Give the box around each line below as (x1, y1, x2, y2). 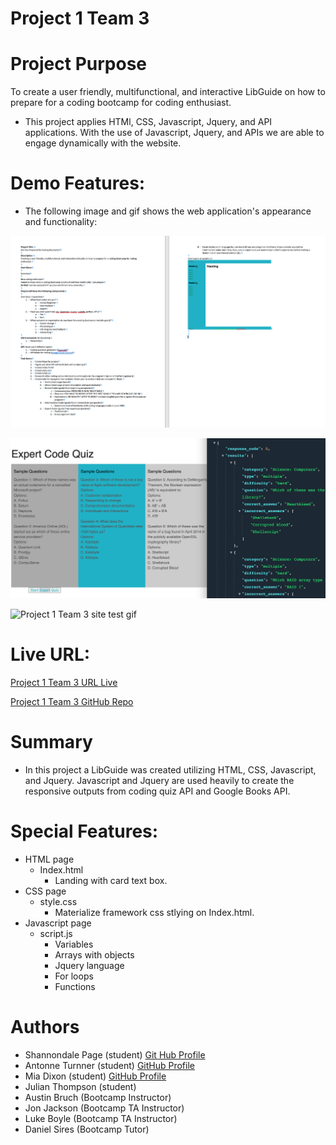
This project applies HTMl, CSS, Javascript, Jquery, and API (24, 116, 273, 128)
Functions (54, 980, 96, 992)
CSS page (24, 885, 67, 897)
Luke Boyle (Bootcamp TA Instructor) (24, 1112, 178, 1124)
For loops (54, 970, 94, 982)
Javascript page (24, 917, 92, 929)
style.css (39, 895, 78, 907)
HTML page (24, 853, 75, 865)
